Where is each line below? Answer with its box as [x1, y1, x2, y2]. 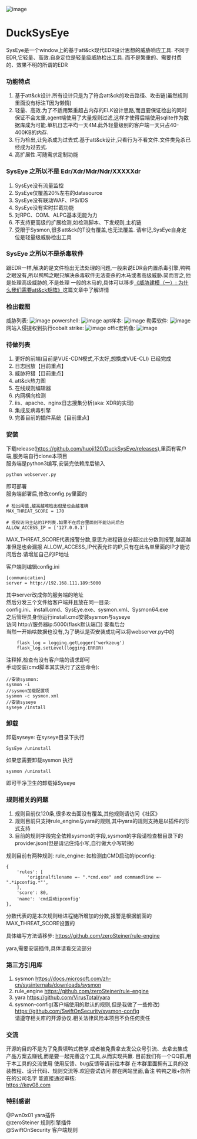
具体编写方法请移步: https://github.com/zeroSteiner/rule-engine [6, 932, 160, 939]
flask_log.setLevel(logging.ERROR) [16, 645, 104, 651]
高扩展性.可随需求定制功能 [14, 151, 78, 158]
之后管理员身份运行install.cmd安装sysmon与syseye [6, 613, 131, 620]
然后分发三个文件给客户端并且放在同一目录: [6, 598, 111, 605]
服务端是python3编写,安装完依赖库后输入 [6, 459, 105, 466]
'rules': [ [16, 869, 44, 875]
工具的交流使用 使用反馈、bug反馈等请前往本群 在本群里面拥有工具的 [16, 1060, 183, 1067]
